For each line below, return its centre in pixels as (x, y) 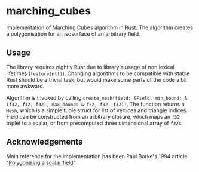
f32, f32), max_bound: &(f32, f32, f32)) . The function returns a (103, 104)
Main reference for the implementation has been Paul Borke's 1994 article (97, 156)
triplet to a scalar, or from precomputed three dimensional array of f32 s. (95, 123)
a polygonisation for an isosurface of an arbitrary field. (73, 33)
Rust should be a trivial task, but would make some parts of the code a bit (97, 79)
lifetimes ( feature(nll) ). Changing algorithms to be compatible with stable (98, 73)
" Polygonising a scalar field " (41, 162)
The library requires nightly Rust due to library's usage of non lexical (91, 67)
